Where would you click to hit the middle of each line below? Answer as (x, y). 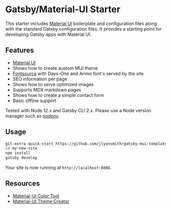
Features (20, 50)
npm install (18, 153)
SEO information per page (40, 79)
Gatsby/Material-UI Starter (63, 9)
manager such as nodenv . (33, 116)
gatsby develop (21, 158)
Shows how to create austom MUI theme (55, 68)
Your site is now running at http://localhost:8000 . (59, 168)
